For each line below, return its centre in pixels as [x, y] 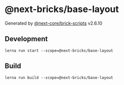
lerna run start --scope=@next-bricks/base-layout [59, 51]
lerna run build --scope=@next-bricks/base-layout [59, 77]
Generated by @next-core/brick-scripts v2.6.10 [54, 23]
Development [26, 39]
